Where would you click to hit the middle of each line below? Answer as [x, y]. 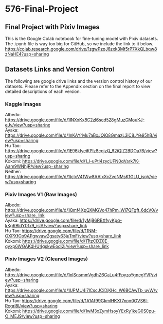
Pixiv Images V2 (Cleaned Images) [46, 259]
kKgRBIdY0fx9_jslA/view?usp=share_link [46, 226]
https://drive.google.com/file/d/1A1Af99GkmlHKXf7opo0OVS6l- [85, 301]
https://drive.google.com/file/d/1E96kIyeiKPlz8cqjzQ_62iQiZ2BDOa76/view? [81, 151]
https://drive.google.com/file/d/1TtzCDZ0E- [66, 241]
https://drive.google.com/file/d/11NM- [59, 231]
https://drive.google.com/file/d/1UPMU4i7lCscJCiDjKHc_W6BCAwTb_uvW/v [81, 290]
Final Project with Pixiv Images [52, 27]
